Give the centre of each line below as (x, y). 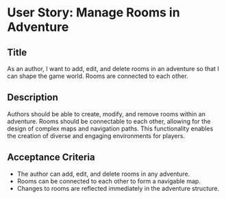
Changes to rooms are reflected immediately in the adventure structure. (118, 188)
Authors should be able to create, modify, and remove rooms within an (106, 114)
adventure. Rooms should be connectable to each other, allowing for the (109, 121)
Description (33, 97)
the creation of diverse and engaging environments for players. (96, 135)
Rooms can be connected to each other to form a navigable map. (109, 181)
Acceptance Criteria (51, 158)
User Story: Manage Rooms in (93, 13)
